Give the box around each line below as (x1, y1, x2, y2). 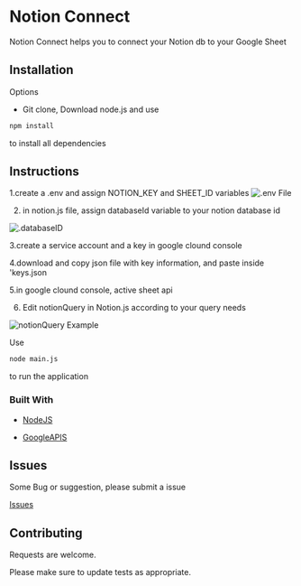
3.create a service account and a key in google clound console (9, 240, 243, 251)
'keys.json (9, 267, 48, 278)
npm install (9, 121, 54, 130)
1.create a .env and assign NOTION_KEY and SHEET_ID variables (9, 188, 250, 199)
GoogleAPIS (22, 432, 68, 442)
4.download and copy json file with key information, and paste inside (9, 257, 265, 268)
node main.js (9, 355, 59, 364)
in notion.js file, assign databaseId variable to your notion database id (22, 205, 281, 216)
